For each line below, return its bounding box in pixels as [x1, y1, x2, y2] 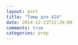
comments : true [6, 25, 44, 31]
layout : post [6, 8, 38, 15]
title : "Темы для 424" [6, 14, 62, 20]
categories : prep [6, 30, 49, 36]
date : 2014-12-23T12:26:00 [6, 19, 73, 25]
